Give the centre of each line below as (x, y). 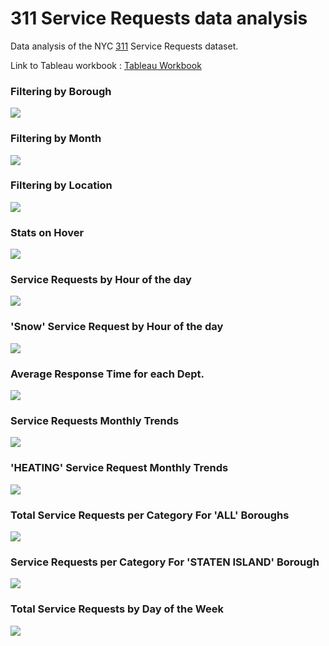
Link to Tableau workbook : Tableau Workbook (106, 65)
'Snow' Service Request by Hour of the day (117, 327)
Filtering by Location (61, 185)
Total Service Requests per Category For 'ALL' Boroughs (150, 515)
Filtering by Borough (61, 91)
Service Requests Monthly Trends (95, 420)
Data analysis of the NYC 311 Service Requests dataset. (124, 46)
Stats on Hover (47, 232)
